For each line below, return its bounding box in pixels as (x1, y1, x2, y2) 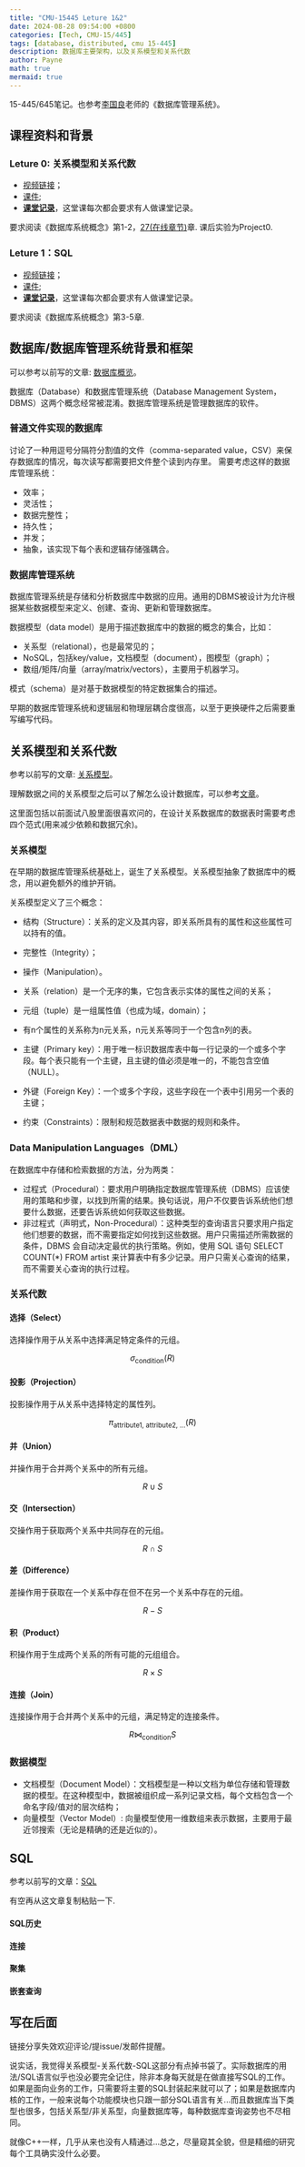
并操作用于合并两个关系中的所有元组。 (9, 1463, 152, 1473)
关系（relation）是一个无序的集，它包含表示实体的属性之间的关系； (22, 986, 274, 997)
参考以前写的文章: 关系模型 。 (9, 768, 118, 779)
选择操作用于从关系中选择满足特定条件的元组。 (9, 1334, 184, 1345)
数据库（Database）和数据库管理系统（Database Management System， (9, 386, 281, 397)
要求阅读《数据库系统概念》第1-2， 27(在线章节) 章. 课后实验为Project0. (9, 222, 273, 233)
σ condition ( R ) (130, 1352, 175, 1365)
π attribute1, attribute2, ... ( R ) (108, 1416, 197, 1430)
